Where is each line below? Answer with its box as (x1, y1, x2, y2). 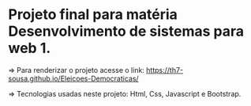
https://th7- (145, 65, 184, 74)
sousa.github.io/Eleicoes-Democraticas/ (8, 74, 140, 83)
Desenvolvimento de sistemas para (8, 22, 245, 40)
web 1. (8, 40, 51, 57)
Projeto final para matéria (8, 6, 178, 24)
